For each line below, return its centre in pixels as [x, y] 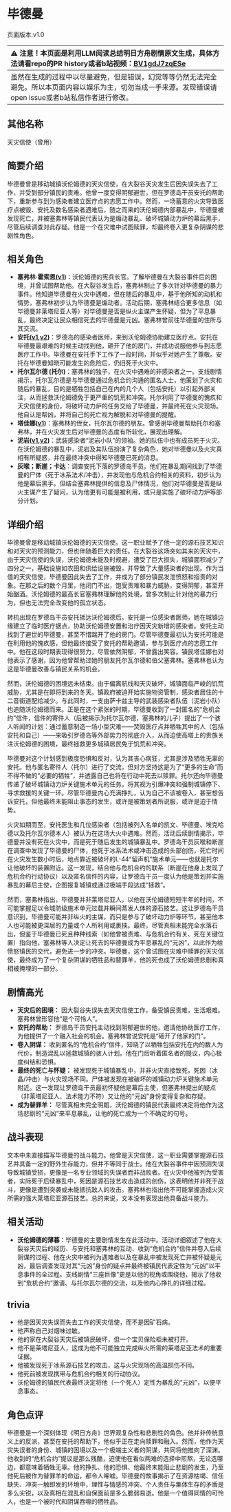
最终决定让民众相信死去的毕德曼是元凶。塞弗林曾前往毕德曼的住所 [123, 320]
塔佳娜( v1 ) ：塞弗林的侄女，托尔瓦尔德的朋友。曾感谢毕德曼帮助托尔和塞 [119, 423]
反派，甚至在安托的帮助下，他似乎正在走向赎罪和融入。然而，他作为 [121, 1441]
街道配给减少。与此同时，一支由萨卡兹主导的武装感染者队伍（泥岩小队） [121, 701]
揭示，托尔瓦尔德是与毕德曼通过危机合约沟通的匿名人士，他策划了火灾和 [119, 380]
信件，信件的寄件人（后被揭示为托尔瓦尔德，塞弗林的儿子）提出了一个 [115, 718]
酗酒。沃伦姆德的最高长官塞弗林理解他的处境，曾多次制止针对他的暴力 [112, 594]
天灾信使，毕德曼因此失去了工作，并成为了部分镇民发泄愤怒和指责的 [115, 577]
